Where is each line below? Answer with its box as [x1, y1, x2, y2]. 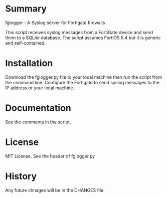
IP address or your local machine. [5, 85, 75, 91]
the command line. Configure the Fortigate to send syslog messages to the [5, 79, 159, 85]
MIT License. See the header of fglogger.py [5, 153, 95, 159]
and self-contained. [5, 40, 46, 46]
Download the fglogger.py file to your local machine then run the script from [5, 74, 162, 80]
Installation [5, 58, 53, 69]
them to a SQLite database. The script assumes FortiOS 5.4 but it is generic [5, 35, 161, 41]
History [5, 170, 37, 182]
